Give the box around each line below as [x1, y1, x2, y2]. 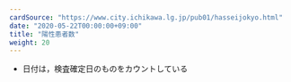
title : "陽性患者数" [9, 29, 79, 38]
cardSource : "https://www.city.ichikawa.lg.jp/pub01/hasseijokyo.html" [9, 12, 283, 22]
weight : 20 [9, 37, 50, 47]
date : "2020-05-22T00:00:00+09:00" [9, 21, 143, 30]
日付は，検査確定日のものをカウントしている [22, 63, 189, 74]
